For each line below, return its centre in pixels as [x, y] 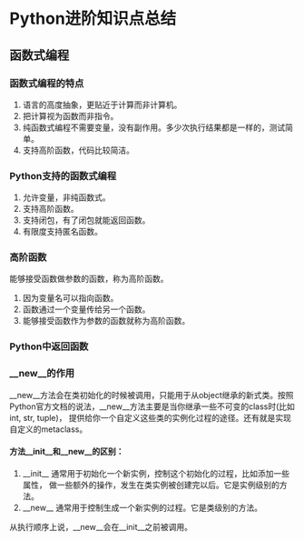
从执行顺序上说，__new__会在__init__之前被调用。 [101, 526]
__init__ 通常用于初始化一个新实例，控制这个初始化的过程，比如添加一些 [156, 473]
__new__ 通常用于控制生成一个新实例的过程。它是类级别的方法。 [142, 507]
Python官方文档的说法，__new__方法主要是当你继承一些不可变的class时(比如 [152, 406]
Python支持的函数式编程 [63, 175]
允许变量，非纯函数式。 [66, 197]
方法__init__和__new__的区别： [67, 452]
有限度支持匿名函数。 [62, 232]
